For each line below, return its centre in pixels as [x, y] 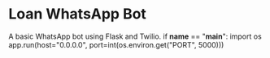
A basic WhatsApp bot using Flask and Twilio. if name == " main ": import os [135, 36]
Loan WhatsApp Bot [77, 14]
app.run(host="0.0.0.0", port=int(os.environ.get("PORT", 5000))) [116, 44]
